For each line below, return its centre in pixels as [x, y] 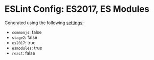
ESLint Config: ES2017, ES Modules [77, 9]
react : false [23, 53]
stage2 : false [24, 37]
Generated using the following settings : [44, 23]
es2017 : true [24, 42]
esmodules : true [27, 48]
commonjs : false [27, 32]
